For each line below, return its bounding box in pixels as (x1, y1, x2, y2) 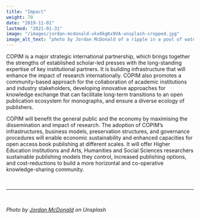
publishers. (6, 104, 34, 110)
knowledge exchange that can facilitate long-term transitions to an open (6, 91, 183, 98)
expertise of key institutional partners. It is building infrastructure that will (6, 66, 186, 72)
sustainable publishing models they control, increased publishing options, (6, 153, 186, 160)
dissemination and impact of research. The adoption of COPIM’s (6, 122, 164, 128)
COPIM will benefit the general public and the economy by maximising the (6, 115, 187, 122)
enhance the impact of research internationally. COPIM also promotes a (6, 72, 182, 79)
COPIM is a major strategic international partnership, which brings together (6, 53, 190, 60)
